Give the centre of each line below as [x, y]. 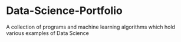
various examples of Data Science [48, 33]
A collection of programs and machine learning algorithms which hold [91, 27]
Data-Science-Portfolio [64, 11]
